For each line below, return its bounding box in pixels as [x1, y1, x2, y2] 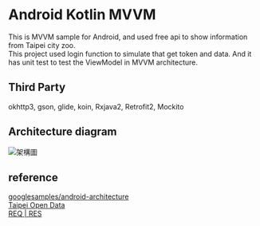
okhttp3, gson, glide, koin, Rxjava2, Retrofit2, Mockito [8, 101, 184, 111]
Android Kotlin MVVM [8, 6, 156, 24]
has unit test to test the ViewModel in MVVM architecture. [8, 57, 198, 67]
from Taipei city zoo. [8, 40, 76, 50]
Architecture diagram [8, 125, 117, 139]
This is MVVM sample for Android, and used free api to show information [8, 32, 248, 42]
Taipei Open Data [8, 200, 65, 210]
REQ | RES [8, 209, 42, 219]
